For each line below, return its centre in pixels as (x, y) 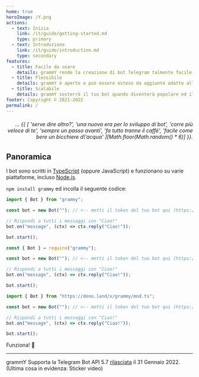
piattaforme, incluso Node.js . (41, 177)
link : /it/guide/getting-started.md (62, 34)
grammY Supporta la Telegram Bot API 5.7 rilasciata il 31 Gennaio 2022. (93, 362)
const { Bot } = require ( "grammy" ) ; (51, 248)
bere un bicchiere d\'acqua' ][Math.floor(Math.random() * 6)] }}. (115, 137)
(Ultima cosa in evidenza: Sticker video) (55, 369)
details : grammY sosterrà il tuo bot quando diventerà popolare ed (102, 94)
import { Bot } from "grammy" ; (45, 200)
